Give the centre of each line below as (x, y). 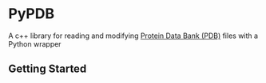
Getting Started (48, 69)
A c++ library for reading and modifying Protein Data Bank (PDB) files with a (133, 36)
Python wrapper (35, 43)
